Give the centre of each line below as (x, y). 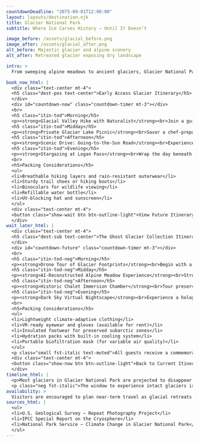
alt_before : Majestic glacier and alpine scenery (69, 50)
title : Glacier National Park (44, 23)
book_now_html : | (28, 82)
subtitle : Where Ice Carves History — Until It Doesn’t (76, 28)
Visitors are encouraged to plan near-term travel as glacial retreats (102, 397)
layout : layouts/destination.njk (47, 17)
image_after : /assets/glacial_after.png (57, 44)
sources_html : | (26, 402)
